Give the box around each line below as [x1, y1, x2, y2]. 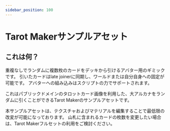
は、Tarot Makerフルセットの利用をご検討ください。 [5, 120, 115, 126]
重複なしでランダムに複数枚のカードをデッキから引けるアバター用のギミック [5, 67, 165, 73]
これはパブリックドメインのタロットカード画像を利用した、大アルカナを [5, 90, 156, 96]
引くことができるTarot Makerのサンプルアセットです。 [18, 97, 132, 103]
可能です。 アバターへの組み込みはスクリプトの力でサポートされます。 [5, 80, 152, 86]
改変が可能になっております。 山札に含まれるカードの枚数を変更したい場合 [5, 114, 161, 120]
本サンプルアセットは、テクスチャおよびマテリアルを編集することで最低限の [5, 108, 165, 114]
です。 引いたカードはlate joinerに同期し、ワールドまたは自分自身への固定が [5, 73, 165, 79]
